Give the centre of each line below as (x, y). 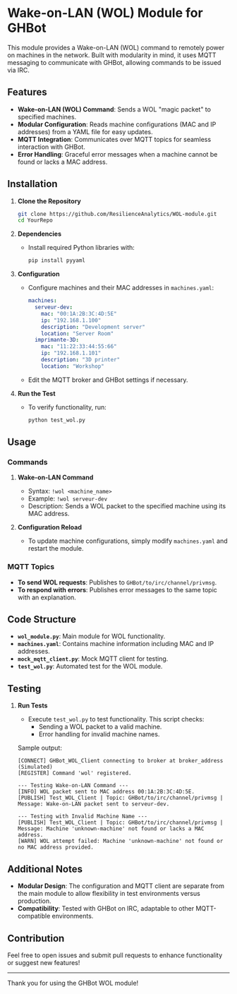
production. (34, 901)
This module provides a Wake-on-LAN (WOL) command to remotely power (116, 47)
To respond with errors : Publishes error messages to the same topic (117, 589)
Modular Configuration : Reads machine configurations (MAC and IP (117, 124)
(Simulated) (35, 767)
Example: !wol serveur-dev (68, 498)
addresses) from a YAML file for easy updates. (85, 131)
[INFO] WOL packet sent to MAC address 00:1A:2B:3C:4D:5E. (106, 792)
